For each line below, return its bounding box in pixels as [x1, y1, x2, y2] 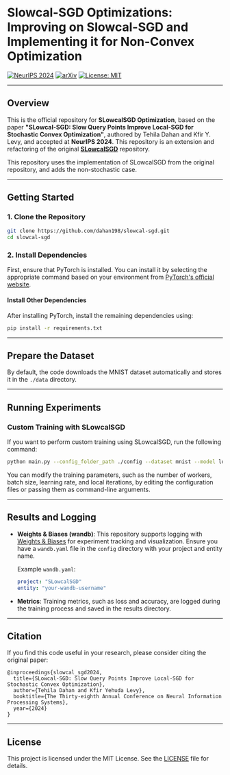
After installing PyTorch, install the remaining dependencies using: [7, 311, 194, 319]
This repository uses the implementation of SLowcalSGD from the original [7, 158, 214, 166]
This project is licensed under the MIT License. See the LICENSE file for [7, 754, 209, 763]
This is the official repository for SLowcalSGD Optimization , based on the [7, 115, 216, 124]
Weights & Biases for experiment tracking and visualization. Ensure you [16, 537, 218, 545]
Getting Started [7, 192, 75, 204]
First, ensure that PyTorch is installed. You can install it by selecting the [7, 266, 207, 274]
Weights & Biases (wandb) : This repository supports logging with [16, 530, 203, 538]
